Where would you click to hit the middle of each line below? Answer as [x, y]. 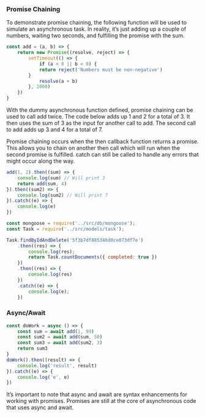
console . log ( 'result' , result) [57, 365]
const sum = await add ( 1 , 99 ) [56, 331]
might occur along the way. [41, 161]
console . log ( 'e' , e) [43, 377]
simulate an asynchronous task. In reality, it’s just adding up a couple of [96, 29]
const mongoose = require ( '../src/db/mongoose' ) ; [71, 224]
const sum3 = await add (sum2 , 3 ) [60, 343]
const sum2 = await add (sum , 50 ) [60, 337]
